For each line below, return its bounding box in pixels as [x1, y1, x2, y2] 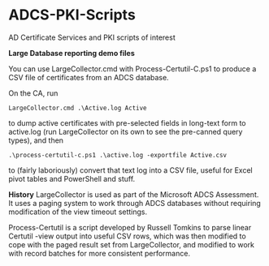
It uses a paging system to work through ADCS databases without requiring [8, 198, 262, 208]
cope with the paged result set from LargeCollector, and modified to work [8, 239, 254, 249]
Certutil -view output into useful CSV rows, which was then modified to [8, 231, 246, 241]
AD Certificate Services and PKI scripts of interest [8, 32, 176, 42]
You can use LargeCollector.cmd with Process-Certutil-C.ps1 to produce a [8, 63, 257, 74]
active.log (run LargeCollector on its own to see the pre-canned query [8, 127, 243, 136]
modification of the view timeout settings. [8, 207, 148, 217]
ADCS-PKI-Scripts [8, 6, 136, 24]
